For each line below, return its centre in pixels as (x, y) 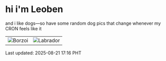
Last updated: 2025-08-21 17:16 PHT (44, 53)
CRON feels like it (24, 28)
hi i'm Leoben (34, 9)
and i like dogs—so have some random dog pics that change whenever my (83, 23)
